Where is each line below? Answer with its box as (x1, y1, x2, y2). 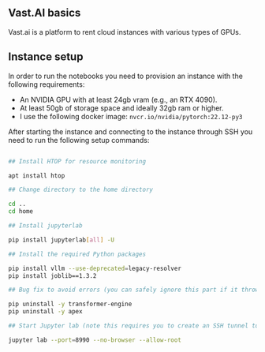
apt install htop (8, 171, 65, 180)
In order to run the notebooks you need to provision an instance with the (8, 71, 243, 81)
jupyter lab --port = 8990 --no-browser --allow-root (8, 335, 181, 344)
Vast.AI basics (8, 6, 81, 20)
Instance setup (8, 51, 84, 64)
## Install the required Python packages (8, 250, 147, 258)
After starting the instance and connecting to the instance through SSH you (8, 126, 253, 137)
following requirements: (8, 79, 85, 89)
